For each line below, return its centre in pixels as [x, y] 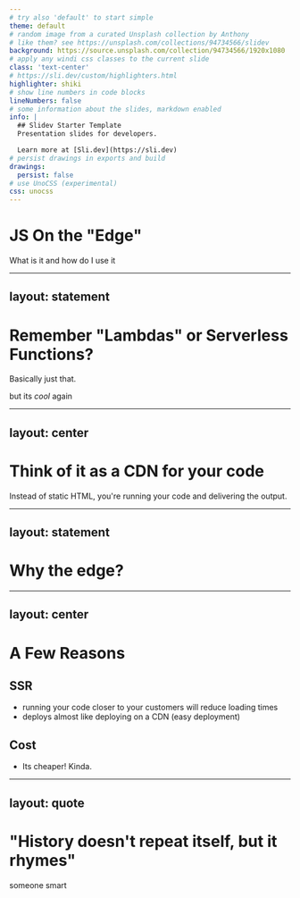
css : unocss [31, 192]
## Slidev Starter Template [70, 126]
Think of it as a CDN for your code [137, 471]
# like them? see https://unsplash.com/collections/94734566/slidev [139, 42]
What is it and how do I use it [62, 261]
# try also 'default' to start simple [81, 17]
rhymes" [42, 860]
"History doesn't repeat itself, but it [143, 841]
